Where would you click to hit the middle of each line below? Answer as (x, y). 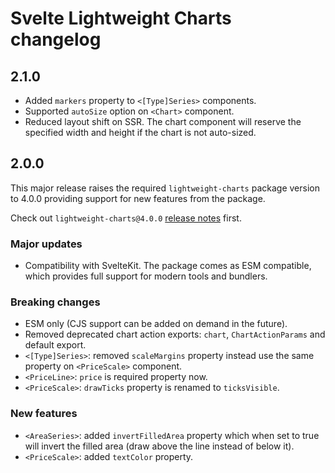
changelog (56, 39)
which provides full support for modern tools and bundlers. (146, 276)
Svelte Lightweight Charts (121, 18)
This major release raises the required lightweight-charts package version (165, 188)
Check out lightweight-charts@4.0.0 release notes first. (126, 218)
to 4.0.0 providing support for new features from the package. (138, 198)
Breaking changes (55, 302)
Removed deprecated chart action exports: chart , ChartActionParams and (175, 334)
